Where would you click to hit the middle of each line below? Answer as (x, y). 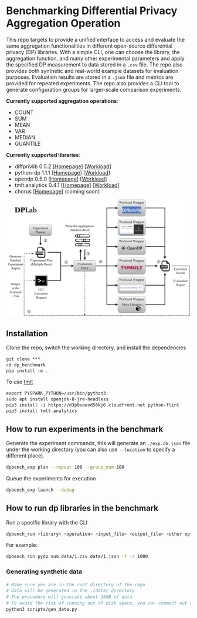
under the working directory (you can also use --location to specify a (91, 449)
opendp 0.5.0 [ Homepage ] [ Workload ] (61, 179)
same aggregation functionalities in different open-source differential (89, 46)
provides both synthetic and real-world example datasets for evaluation (92, 71)
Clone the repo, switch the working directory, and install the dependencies (96, 348)
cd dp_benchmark (26, 365)
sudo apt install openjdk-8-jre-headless (57, 399)
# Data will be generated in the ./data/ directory (70, 591)
